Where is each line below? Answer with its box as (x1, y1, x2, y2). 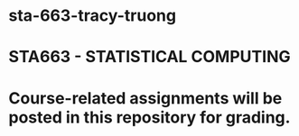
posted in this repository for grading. (8, 107, 291, 127)
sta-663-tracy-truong (8, 5, 177, 26)
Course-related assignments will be (8, 87, 283, 108)
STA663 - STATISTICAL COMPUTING (8, 47, 291, 68)
